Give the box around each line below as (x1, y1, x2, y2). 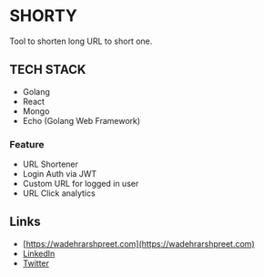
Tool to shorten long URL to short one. (9, 36, 153, 46)
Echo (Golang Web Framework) (22, 115, 141, 126)
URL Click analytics (22, 188, 96, 199)
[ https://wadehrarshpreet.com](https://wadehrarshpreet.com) (22, 238, 255, 249)
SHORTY (9, 5, 77, 26)
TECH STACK (9, 62, 86, 77)
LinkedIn (22, 248, 56, 259)
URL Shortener (22, 159, 79, 169)
